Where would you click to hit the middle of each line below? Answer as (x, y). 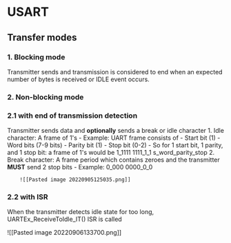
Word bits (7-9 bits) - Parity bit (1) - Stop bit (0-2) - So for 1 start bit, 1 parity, (115, 145)
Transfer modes (42, 38)
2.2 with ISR (28, 197)
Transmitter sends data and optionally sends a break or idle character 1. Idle (115, 131)
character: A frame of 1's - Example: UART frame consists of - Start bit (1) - (114, 138)
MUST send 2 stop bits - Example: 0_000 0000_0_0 (80, 167)
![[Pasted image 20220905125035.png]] (75, 180)
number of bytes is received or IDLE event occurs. (78, 79)
